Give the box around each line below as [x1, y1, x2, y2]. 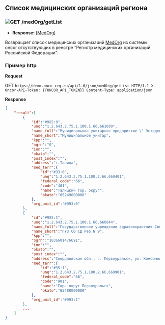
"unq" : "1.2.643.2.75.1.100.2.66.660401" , [40, 174, 126, 179]
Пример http [5, 62, 37, 69]
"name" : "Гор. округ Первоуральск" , [40, 284, 113, 289]
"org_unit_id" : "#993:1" [31, 297, 80, 302]
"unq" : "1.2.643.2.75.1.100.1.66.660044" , [31, 220, 118, 225]
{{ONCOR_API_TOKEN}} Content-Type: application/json [42, 88, 153, 93]
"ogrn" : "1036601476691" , [31, 238, 82, 243]
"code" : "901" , [40, 279, 69, 284]
